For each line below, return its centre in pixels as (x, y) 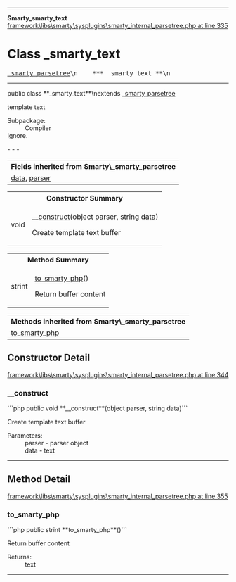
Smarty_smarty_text (38, 18)
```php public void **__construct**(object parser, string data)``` (98, 408)
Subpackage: (26, 120)
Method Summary (58, 260)
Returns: (20, 557)
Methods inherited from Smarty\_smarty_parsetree (98, 321)
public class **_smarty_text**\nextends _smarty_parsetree (91, 93)
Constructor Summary (84, 198)
